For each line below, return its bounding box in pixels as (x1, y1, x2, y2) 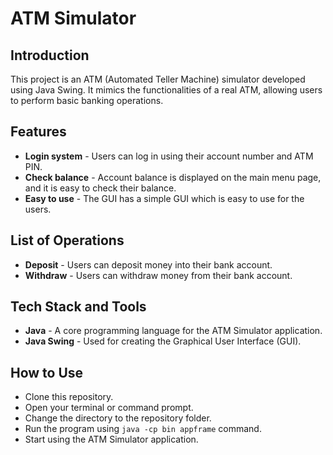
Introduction (10, 47, 90, 64)
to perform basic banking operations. (10, 95, 164, 106)
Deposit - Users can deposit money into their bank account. (24, 258, 273, 271)
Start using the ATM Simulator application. (24, 433, 199, 446)
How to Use (10, 364, 84, 381)
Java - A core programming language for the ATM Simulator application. (24, 325, 323, 337)
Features (10, 123, 67, 141)
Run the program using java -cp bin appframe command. (24, 423, 262, 435)
